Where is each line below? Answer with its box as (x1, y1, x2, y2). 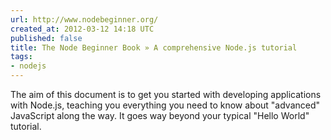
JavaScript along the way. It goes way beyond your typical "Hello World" (10, 110, 310, 121)
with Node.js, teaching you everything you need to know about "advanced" (10, 99, 321, 111)
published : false (10, 33, 83, 43)
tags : (10, 52, 33, 62)
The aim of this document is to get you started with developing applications (10, 89, 322, 100)
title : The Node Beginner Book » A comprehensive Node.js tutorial (10, 42, 298, 53)
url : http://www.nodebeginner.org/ (10, 14, 159, 25)
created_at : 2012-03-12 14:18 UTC (10, 24, 155, 34)
